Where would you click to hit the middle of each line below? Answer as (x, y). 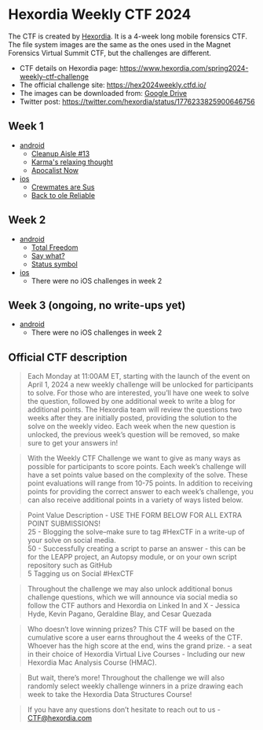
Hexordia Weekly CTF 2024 (100, 15)
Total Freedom (55, 247)
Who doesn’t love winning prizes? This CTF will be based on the (131, 629)
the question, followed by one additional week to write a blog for (131, 402)
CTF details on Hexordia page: (69, 68)
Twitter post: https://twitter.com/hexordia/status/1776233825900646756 (137, 101)
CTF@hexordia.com (60, 718)
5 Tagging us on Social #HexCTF (80, 574)
